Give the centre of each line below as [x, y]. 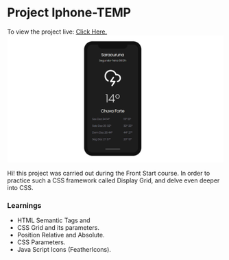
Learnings [24, 205]
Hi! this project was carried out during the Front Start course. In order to [109, 173]
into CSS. [20, 187]
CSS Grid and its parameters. [58, 228]
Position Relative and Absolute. [61, 235]
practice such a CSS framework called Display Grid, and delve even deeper [113, 180]
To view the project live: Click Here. [57, 32]
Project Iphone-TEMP [69, 13]
